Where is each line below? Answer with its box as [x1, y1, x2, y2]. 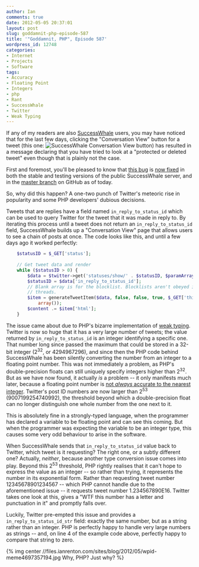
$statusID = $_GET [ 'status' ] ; [17, 251, 92, 257]
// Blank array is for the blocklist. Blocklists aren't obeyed [27, 283, 190, 290]
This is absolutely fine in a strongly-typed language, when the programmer [6, 412, 189, 419]
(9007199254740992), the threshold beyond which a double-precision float [6, 394, 191, 401]
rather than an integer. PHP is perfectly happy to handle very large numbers [6, 524, 191, 531]
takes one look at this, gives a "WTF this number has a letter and [6, 494, 164, 501]
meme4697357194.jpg [6, 554, 61, 561]
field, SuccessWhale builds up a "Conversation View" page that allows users [6, 227, 193, 234]
